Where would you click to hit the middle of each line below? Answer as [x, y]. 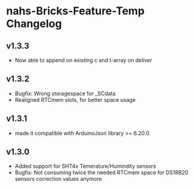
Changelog [34, 24]
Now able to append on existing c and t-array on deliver [83, 60]
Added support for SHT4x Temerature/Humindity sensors [85, 166]
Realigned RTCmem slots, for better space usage [75, 99]
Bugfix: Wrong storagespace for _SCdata [65, 93]
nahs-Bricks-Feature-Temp [76, 11]
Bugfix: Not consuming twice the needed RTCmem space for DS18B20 [101, 172]
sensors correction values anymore [58, 179]
